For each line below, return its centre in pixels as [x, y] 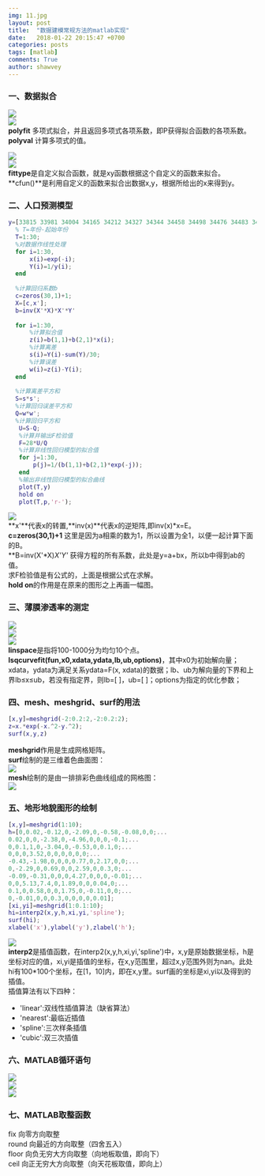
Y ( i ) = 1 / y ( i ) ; [50, 267]
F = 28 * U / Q [33, 443]
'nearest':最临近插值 [52, 1018]
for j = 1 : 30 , [38, 458]
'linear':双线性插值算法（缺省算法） [77, 1008]
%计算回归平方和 [38, 421]
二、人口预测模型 [41, 205]
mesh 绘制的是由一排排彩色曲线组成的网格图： [83, 777]
